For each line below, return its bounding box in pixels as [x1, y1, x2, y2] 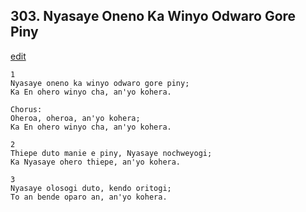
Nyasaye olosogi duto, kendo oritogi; [10, 183, 172, 193]
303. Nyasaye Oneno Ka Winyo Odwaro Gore [10, 8, 297, 25]
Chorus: [10, 104, 43, 114]
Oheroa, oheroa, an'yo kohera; [10, 113, 141, 123]
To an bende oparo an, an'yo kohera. [10, 192, 168, 202]
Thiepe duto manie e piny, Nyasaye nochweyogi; [10, 148, 213, 158]
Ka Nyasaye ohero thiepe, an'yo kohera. [10, 157, 182, 167]
